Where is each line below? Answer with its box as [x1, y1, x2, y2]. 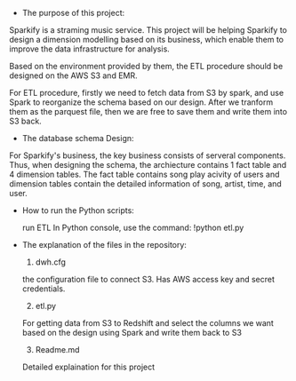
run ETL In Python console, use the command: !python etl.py [21, 222, 244, 233]
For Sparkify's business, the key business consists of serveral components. [9, 150, 286, 161]
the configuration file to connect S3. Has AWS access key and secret [21, 274, 276, 284]
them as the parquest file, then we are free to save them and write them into [9, 107, 287, 116]
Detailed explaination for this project [21, 361, 156, 372]
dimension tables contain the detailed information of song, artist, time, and [9, 179, 282, 189]
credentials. [21, 283, 66, 294]
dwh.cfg [35, 257, 67, 267]
